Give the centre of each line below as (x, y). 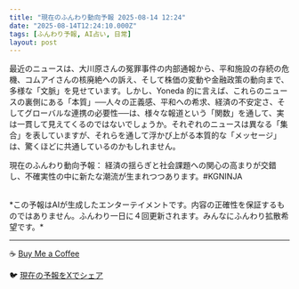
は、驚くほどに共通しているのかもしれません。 (95, 147)
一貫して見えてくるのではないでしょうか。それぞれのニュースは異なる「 (148, 124)
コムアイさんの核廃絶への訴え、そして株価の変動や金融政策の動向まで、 (157, 80)
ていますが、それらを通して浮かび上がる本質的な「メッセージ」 (165, 135)
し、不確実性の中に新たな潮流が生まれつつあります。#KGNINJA (126, 177)
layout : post (33, 42)
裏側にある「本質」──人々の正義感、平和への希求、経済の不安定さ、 (151, 102)
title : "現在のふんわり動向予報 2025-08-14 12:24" (97, 17)
